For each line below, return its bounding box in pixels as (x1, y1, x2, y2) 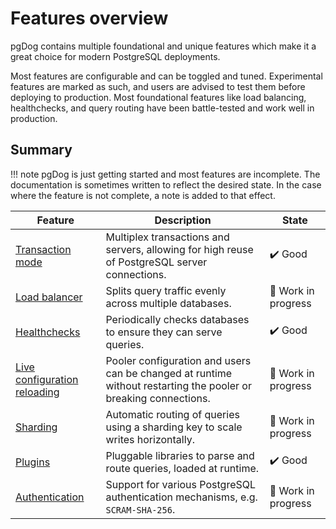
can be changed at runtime (105, 366, 233, 380)
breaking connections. (105, 391, 211, 405)
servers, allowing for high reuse (105, 242, 254, 256)
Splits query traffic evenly (105, 283, 227, 297)
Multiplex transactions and (105, 230, 230, 244)
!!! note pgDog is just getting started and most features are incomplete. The (10, 168, 321, 180)
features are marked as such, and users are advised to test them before (10, 80, 306, 92)
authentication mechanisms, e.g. (105, 490, 258, 504)
